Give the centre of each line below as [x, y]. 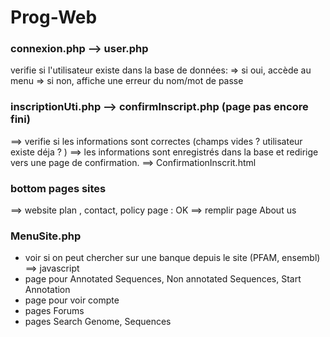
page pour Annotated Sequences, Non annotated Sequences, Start [163, 279]
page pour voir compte [72, 300]
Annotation [47, 290]
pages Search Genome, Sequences [98, 322]
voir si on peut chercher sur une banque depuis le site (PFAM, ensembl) [172, 258]
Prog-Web [54, 17]
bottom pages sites [58, 188]
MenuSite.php [46, 236]
